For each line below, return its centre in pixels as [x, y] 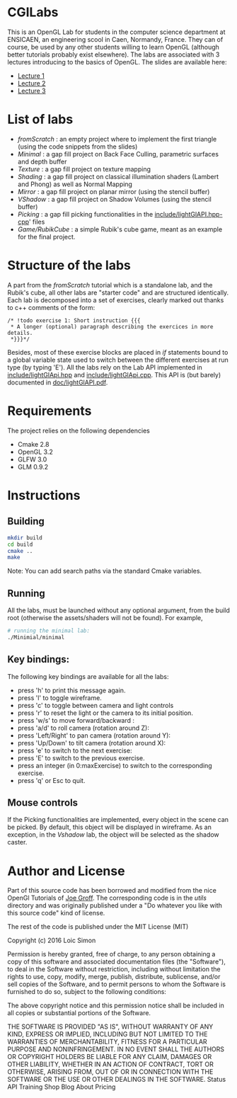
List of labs [40, 119]
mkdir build [25, 538]
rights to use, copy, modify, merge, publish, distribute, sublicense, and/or [114, 977]
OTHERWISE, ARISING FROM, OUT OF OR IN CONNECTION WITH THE [110, 1072]
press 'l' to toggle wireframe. [60, 697]
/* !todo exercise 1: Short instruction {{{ [74, 320]
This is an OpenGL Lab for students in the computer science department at [116, 32]
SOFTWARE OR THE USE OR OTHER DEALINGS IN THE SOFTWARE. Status [117, 1080]
